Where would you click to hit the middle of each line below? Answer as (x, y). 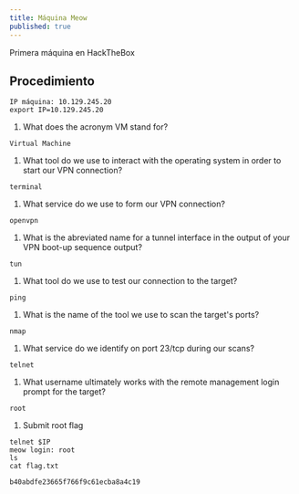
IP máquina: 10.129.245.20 (61, 102)
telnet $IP (30, 442)
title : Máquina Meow (49, 18)
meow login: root (42, 450)
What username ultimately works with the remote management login (151, 382)
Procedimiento (52, 81)
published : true (40, 26)
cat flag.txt (34, 467)
